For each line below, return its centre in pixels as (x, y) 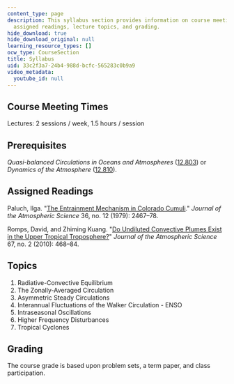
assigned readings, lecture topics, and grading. (87, 26)
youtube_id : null (39, 78)
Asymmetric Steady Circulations (63, 298)
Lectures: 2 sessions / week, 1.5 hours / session (76, 123)
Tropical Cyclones (43, 327)
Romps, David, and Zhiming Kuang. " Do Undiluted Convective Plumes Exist (115, 229)
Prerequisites (37, 145)
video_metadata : (31, 72)
